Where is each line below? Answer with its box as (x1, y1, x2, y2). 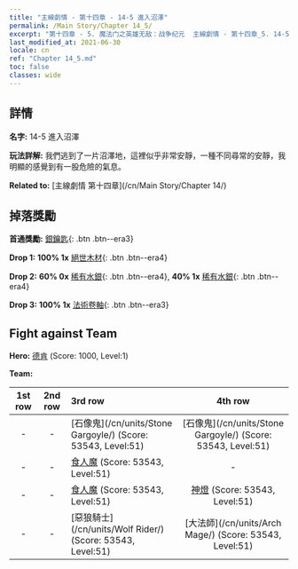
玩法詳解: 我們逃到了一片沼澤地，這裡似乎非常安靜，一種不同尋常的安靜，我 (9, 150, 286, 161)
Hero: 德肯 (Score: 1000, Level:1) (9, 351, 129, 361)
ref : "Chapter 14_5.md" (9, 54, 98, 63)
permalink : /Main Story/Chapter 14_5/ (9, 21, 153, 30)
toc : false (9, 63, 50, 72)
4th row (216, 395, 250, 407)
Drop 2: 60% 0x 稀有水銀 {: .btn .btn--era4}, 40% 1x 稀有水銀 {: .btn (9, 272, 255, 282)
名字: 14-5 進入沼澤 (9, 130, 80, 142)
